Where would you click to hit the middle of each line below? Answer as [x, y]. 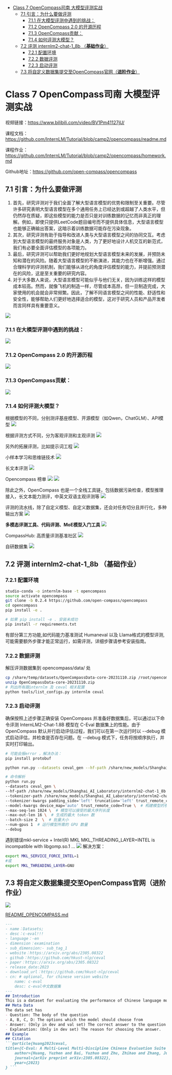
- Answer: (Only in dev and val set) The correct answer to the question [86, 1024]
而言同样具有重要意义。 [37, 305]
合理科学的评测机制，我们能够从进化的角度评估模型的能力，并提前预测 [87, 267]
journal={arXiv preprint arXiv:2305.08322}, [63, 1058]
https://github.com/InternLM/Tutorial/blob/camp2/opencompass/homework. [86, 155]
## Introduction [23, 996]
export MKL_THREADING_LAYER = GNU [40, 865]
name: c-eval [28, 982]
